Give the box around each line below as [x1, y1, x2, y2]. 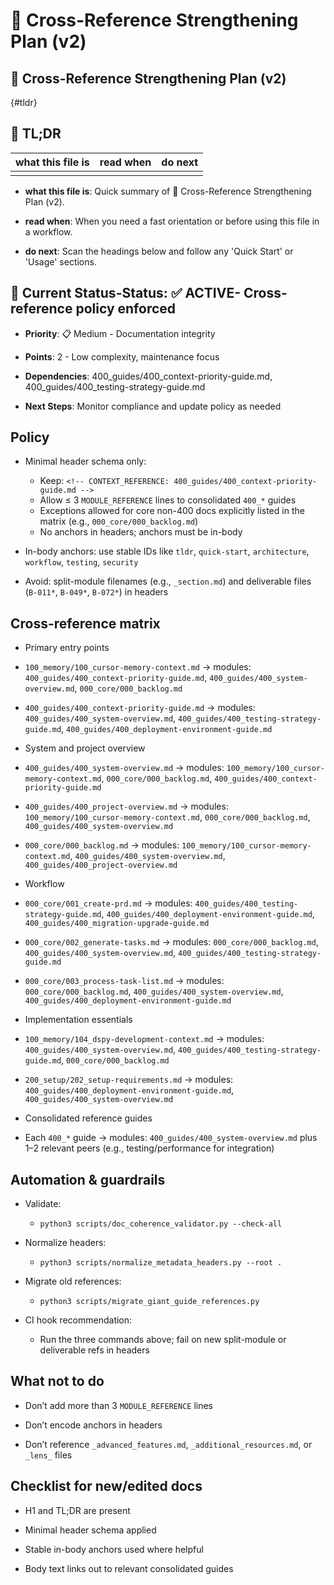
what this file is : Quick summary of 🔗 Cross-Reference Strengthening [24, 185, 312, 197]
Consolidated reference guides [24, 1112, 153, 1124]
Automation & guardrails [10, 1171, 166, 1188]
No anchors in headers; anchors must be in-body [39, 526, 243, 538]
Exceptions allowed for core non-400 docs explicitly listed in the [39, 505, 305, 517]
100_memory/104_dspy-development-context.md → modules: [24, 1033, 265, 1045]
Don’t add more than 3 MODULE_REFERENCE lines [24, 1399, 214, 1411]
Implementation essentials [24, 1014, 133, 1026]
